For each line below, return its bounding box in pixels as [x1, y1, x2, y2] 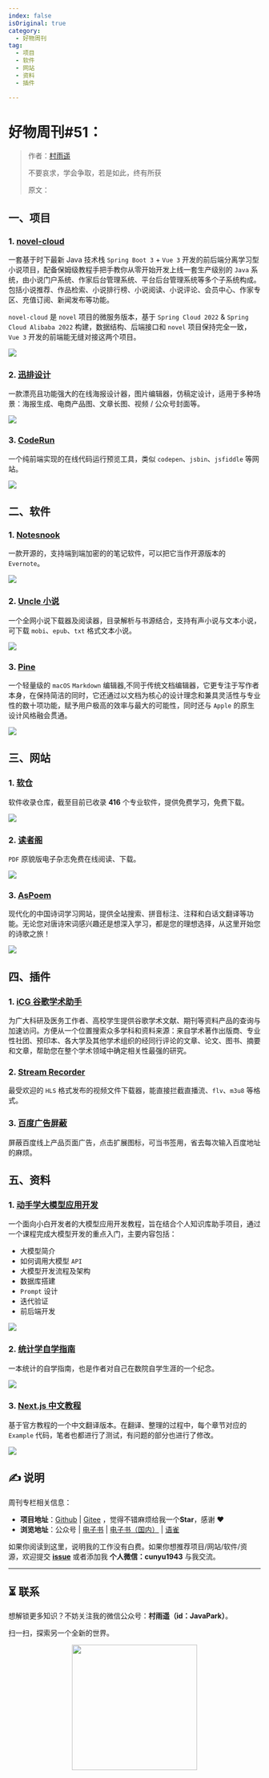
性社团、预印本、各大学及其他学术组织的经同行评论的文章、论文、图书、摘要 [8, 1035, 261, 1045]
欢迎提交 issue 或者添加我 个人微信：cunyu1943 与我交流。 [22, 1552, 220, 1561]
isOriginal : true [8, 19, 66, 27]
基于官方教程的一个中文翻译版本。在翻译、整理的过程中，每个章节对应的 [8, 1420, 247, 1429]
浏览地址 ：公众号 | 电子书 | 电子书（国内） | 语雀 [19, 1524, 180, 1534]
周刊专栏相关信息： [8, 1497, 72, 1507]
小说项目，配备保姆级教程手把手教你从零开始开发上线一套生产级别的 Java [8, 265, 250, 275]
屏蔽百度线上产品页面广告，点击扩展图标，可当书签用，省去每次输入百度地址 [8, 1137, 261, 1147]
